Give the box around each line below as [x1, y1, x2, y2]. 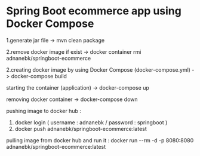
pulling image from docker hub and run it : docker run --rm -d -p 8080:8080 [6, 136, 194, 144]
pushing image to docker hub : [6, 107, 82, 114]
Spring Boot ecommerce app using [6, 4, 182, 18]
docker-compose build [11, 72, 67, 79]
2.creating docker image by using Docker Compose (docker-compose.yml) [6, 66, 191, 73]
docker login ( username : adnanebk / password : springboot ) [14, 118, 168, 126]
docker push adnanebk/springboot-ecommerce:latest [14, 125, 147, 132]
